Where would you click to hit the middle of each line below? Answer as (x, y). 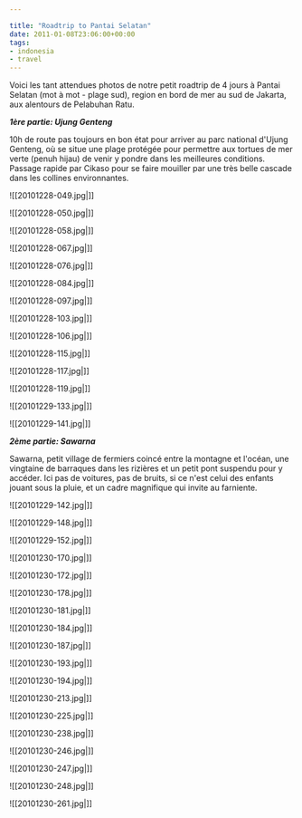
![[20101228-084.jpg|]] (52, 284)
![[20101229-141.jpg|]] (50, 424)
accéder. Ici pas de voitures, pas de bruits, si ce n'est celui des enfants (142, 478)
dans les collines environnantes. (69, 178)
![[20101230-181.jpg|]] (50, 611)
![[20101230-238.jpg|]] (52, 734)
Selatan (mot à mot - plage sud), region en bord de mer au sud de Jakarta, (148, 95)
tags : (19, 43)
